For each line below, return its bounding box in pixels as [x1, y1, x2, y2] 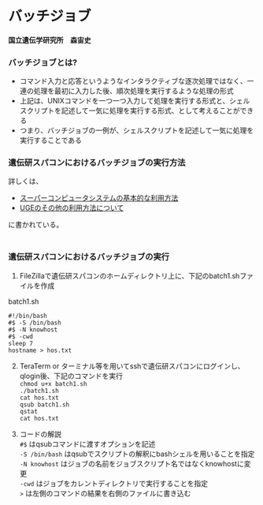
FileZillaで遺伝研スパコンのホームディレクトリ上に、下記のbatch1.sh [19, 271, 240, 280]
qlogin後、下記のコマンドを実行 [19, 371, 124, 380]
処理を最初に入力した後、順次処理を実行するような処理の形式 [33, 86, 234, 95]
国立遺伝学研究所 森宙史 [8, 35, 91, 44]
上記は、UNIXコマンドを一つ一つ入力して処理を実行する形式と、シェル [19, 96, 250, 106]
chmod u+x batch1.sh [19, 380, 87, 387]
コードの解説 [19, 429, 61, 439]
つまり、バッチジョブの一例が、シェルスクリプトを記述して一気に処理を [19, 125, 254, 135]
